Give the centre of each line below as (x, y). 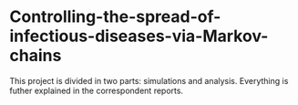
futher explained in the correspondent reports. (97, 90)
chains (36, 56)
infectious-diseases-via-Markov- (139, 36)
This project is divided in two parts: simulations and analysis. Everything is (149, 80)
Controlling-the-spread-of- (115, 17)
